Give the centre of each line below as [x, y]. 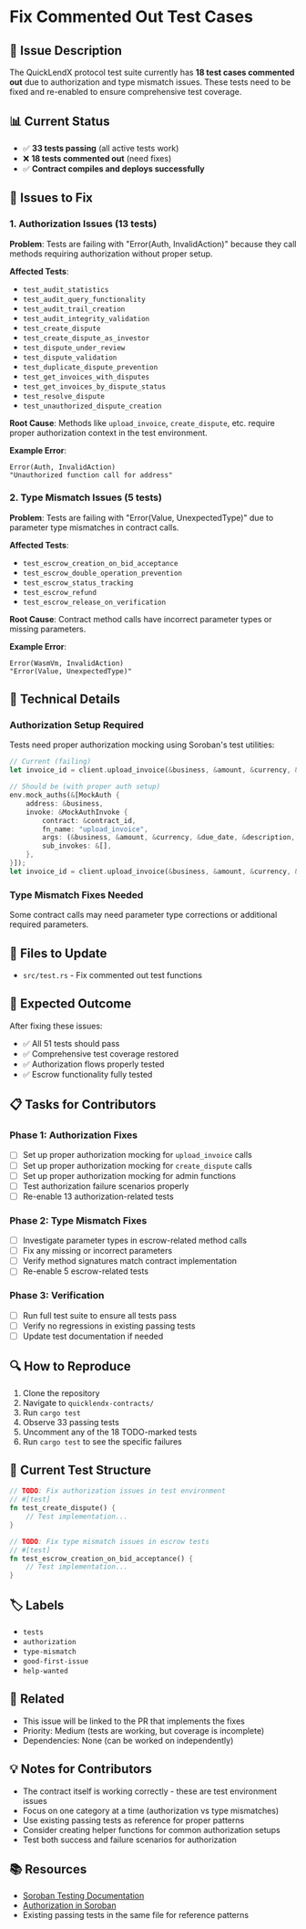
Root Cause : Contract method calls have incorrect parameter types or [141, 619]
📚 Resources [48, 1869]
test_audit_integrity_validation [86, 318]
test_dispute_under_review [74, 348]
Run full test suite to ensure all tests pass [100, 1315]
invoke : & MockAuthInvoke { [77, 812]
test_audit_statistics [66, 289]
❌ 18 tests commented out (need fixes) [97, 158]
